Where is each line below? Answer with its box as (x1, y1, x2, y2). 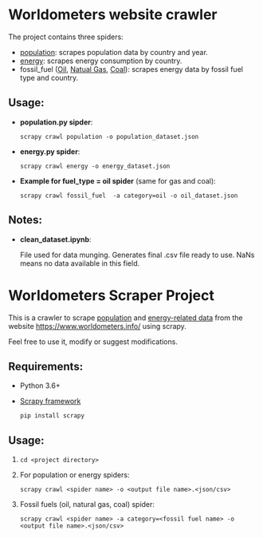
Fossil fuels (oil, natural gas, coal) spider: (19, 500, 155, 509)
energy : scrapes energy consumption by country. (19, 56, 183, 65)
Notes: (8, 213, 42, 227)
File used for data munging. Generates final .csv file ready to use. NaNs (19, 250, 255, 259)
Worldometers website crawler (8, 6, 218, 24)
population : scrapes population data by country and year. (19, 47, 209, 57)
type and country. (19, 73, 79, 82)
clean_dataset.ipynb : (19, 234, 92, 244)
